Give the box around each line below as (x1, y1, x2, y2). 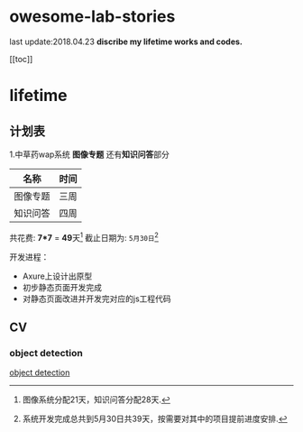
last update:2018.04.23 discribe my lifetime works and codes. (9, 36, 243, 47)
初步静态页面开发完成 (22, 281, 102, 292)
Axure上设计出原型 (22, 271, 93, 281)
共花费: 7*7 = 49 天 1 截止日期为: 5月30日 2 (9, 230, 160, 243)
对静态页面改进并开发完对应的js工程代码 (22, 293, 171, 304)
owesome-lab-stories (9, 6, 176, 27)
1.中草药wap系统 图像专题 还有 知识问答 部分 (9, 149, 170, 160)
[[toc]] (9, 53, 33, 64)
